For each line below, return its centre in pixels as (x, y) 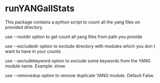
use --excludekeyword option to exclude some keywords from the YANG (78, 61)
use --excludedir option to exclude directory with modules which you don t (80, 46)
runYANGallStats (40, 9)
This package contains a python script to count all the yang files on (73, 22)
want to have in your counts (33, 51)
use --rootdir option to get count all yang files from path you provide (74, 37)
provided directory (24, 27)
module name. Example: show (35, 66)
